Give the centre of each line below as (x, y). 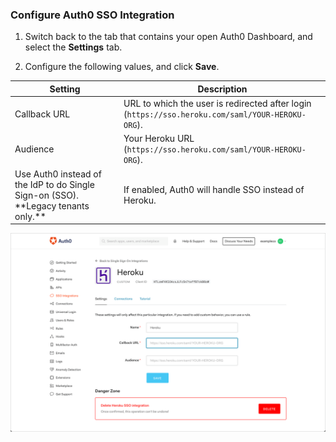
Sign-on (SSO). (47, 195)
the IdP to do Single (54, 184)
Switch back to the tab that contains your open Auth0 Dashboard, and (168, 37)
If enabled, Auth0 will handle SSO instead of (214, 190)
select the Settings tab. (73, 47)
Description (222, 89)
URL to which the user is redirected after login (217, 104)
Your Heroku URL (159, 139)
